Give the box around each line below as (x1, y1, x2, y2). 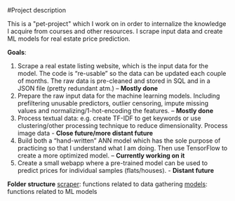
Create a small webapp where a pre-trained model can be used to (17, 159, 208, 167)
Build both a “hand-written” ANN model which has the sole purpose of (17, 136, 221, 145)
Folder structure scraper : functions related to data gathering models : (7, 180, 208, 188)
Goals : (7, 48, 27, 56)
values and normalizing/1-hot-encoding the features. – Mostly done (17, 107, 214, 115)
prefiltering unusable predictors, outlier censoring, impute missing (17, 99, 209, 108)
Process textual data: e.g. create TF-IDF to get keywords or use (17, 114, 201, 122)
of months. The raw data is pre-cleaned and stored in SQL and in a (17, 77, 210, 85)
